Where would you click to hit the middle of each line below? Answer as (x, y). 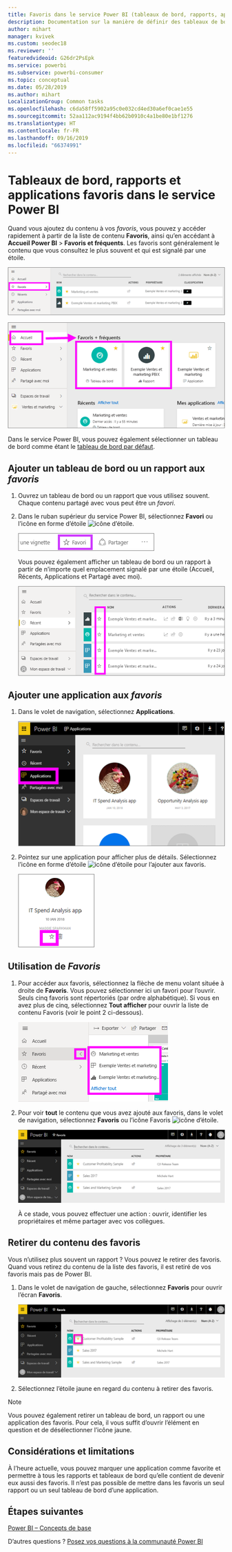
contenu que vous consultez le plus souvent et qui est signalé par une (107, 251)
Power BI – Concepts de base (50, 1528)
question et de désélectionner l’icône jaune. (70, 1429)
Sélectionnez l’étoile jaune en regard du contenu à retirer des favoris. (116, 1388)
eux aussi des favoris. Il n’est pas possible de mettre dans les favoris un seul (116, 1482)
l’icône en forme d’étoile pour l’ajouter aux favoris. (112, 865)
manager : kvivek (31, 36)
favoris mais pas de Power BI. (50, 1274)
